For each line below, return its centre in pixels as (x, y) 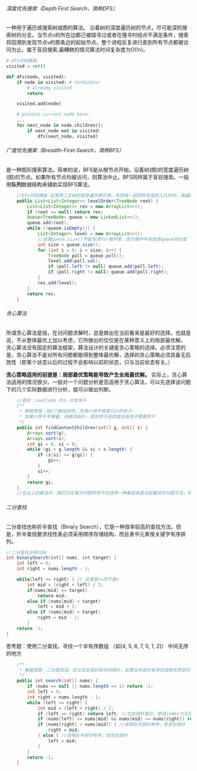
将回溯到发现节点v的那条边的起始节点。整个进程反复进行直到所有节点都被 (95, 42)
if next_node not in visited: (64, 131)
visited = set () (26, 66)
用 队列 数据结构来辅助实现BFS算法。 (50, 184)
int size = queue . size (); (69, 244)
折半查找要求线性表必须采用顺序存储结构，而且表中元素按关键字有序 (98, 534)
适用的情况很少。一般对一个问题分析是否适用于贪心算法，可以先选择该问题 (101, 382)
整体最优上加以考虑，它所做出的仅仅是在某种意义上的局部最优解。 (106, 340)
